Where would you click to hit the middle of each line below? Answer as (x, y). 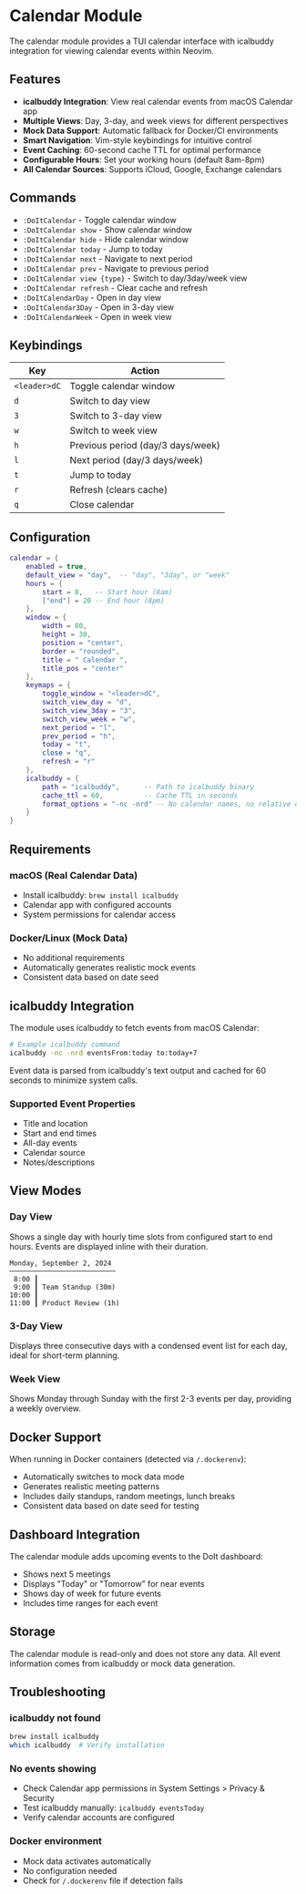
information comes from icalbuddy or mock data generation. (122, 1663)
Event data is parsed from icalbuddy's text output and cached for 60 (138, 1070)
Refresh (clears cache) (119, 490)
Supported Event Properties (72, 1104)
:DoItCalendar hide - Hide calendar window (106, 239)
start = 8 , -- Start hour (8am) (107, 592)
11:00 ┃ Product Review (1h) (65, 1303)
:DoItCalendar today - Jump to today (92, 249)
